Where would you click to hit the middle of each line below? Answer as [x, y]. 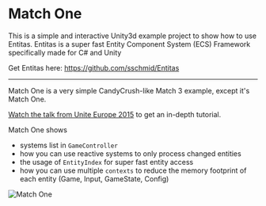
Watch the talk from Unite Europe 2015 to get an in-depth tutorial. [115, 114]
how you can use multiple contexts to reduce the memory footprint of [133, 170]
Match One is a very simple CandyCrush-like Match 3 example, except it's [129, 90]
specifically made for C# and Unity [65, 52]
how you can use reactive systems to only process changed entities [130, 153]
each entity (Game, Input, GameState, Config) [94, 178]
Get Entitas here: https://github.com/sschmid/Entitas [94, 67]
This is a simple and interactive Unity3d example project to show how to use [133, 36]
